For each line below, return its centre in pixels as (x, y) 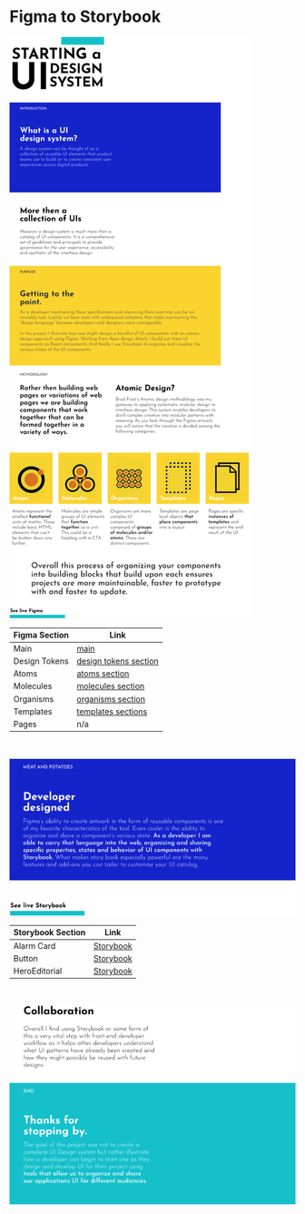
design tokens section (118, 661)
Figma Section (41, 635)
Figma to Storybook (85, 17)
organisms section (111, 699)
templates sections (112, 711)
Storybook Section (49, 933)
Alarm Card (34, 945)
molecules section (111, 686)
